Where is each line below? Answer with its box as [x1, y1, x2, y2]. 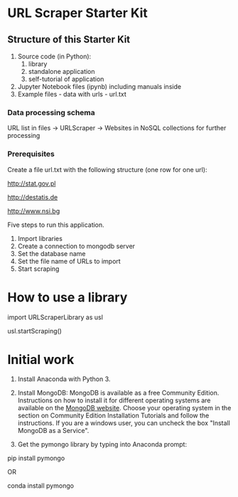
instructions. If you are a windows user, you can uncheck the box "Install [17, 419, 231, 427]
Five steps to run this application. [7, 220, 104, 229]
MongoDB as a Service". [17, 427, 90, 435]
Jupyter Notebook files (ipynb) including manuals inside [17, 82, 182, 90]
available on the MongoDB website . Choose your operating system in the [17, 404, 232, 412]
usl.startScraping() [7, 326, 63, 335]
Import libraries [17, 234, 63, 242]
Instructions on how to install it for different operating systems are [17, 396, 211, 405]
